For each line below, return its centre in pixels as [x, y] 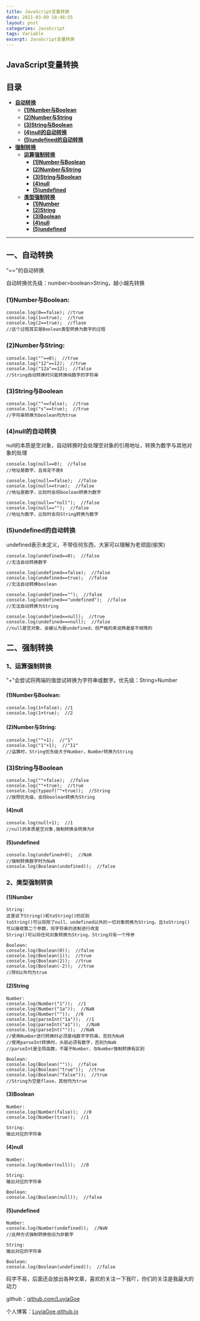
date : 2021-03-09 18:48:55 [40, 17]
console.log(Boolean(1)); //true [49, 956]
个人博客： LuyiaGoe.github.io [42, 1311]
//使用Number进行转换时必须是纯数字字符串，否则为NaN [65, 1036]
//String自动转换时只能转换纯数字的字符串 [52, 375]
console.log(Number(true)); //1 [48, 1117]
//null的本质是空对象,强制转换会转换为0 [50, 829]
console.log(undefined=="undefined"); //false [66, 600]
